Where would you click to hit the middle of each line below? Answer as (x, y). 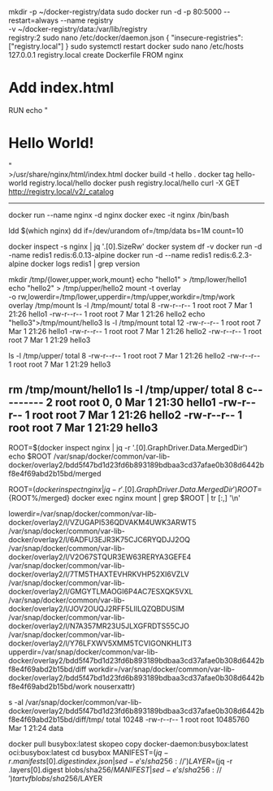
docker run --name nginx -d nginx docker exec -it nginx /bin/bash (119, 215)
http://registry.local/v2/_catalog (61, 191)
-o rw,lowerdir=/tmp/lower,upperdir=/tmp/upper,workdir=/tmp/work (122, 297)
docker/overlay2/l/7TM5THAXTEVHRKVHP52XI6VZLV (99, 574)
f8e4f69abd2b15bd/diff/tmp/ (56, 719)
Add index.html (61, 88)
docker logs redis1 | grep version (85, 263)
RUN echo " (28, 110)
